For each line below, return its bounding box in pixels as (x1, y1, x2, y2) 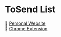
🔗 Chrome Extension (5, 25, 48, 31)
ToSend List (5, 4, 56, 15)
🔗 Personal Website (5, 20, 46, 26)
